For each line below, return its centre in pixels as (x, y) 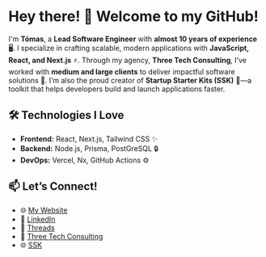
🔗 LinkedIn (38, 219)
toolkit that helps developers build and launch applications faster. (117, 89)
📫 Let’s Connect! (53, 186)
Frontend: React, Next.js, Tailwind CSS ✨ (89, 139)
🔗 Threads (37, 228)
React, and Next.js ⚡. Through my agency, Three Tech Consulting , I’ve (127, 60)
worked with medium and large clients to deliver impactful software (122, 71)
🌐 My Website (44, 210)
